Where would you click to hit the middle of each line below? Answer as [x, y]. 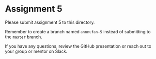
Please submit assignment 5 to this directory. [50, 22]
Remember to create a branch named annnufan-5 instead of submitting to [78, 31]
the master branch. [24, 37]
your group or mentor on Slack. [36, 51]
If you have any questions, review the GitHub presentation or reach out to [78, 46]
